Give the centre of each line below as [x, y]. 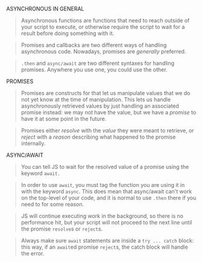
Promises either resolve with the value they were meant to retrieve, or [107, 130]
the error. [33, 253]
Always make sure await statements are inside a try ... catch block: [107, 241]
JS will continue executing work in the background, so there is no [102, 216]
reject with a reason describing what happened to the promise [98, 137]
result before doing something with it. [68, 33]
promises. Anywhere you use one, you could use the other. [94, 70]
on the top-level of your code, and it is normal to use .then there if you [109, 198]
